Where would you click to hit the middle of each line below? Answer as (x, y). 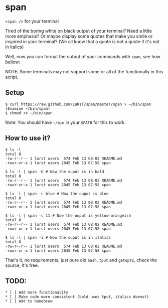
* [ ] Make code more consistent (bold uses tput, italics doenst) (77, 297)
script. (12, 77)
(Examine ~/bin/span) (28, 109)
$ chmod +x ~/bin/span (29, 113)
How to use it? (28, 138)
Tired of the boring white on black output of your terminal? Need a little (78, 31)
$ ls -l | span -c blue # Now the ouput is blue (57, 194)
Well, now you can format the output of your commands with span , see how (83, 56)
